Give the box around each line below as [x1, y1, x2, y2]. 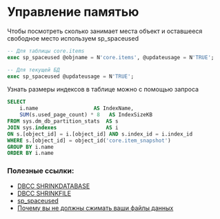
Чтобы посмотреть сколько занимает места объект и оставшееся [7, 27, 203, 35]
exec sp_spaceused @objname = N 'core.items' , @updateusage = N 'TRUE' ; [7, 54, 214, 61]
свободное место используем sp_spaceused [7, 34, 139, 42]
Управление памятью [7, 4, 139, 20]
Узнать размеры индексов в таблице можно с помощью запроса [7, 85, 199, 94]
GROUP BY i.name [7, 143, 54, 150]
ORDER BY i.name [7, 149, 54, 157]
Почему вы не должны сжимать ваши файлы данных [17, 204, 174, 212]
